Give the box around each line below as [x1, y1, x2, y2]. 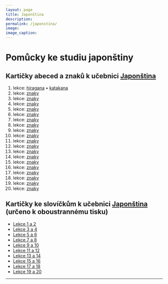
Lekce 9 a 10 [12, 242, 39, 248]
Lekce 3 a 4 [12, 226, 37, 232]
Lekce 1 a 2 [12, 221, 36, 227]
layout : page [5, 7, 33, 12]
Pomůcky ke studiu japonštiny [5, 52, 134, 63]
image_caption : [5, 30, 37, 35]
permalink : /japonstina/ [5, 21, 57, 26]
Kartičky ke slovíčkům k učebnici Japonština [5, 200, 148, 208]
